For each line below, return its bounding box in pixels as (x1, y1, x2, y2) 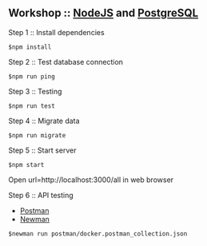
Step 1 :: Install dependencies (8, 27, 105, 37)
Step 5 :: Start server (8, 145, 77, 155)
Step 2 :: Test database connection (8, 57, 124, 66)
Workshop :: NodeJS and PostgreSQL (8, 6, 199, 20)
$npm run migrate (8, 131, 66, 139)
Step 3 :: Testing (8, 86, 62, 96)
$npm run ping (8, 72, 56, 81)
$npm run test (8, 101, 56, 110)
